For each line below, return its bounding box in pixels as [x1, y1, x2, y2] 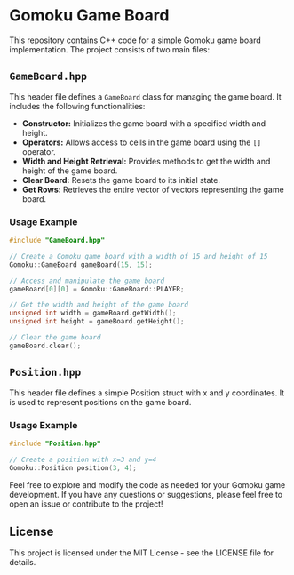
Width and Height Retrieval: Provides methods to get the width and [21, 156, 271, 166]
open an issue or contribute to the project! [9, 499, 163, 509]
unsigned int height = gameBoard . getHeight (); [9, 317, 185, 326]
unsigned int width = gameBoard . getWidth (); [9, 308, 177, 318]
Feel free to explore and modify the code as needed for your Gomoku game [9, 479, 286, 490]
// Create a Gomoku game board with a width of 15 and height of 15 [9, 252, 268, 260]
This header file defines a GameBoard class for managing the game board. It [9, 91, 282, 102]
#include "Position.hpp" [9, 439, 101, 448]
